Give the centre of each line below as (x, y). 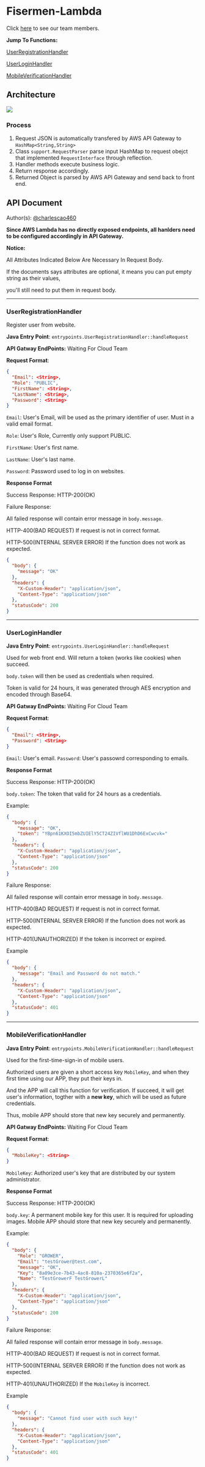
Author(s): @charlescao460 (41, 218)
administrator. (24, 1180)
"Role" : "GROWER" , (41, 1256)
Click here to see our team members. (53, 28)
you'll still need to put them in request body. (62, 290)
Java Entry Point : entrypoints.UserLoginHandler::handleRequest (88, 646)
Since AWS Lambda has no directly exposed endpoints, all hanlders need (101, 229)
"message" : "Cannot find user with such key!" (77, 1419)
